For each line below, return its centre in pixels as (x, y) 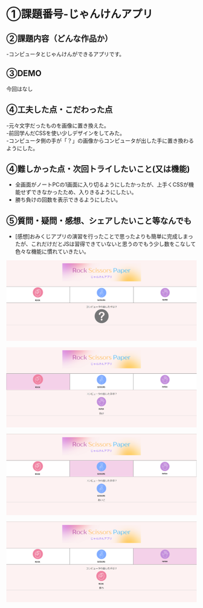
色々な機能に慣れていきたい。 (52, 252)
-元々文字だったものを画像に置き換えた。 (58, 125)
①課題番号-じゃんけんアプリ (80, 14)
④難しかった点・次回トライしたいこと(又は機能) (98, 169)
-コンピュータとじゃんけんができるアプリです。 (66, 54)
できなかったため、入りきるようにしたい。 (84, 192)
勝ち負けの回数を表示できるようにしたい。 (68, 200)
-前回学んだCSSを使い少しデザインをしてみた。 (66, 133)
